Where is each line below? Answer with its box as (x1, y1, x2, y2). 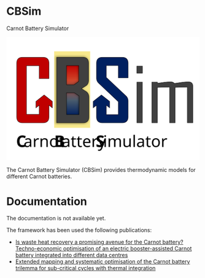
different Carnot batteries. (6, 173, 72, 180)
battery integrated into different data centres (15, 252, 128, 259)
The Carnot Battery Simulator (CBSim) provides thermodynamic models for (6, 166, 196, 174)
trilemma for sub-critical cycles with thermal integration (15, 264, 156, 272)
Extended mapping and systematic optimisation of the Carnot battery (15, 258, 190, 265)
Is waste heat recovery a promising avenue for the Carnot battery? (15, 238, 184, 246)
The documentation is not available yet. (6, 215, 106, 222)
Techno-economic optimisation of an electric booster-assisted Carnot (15, 245, 192, 252)
